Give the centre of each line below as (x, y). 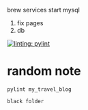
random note (44, 71)
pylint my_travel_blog (39, 89)
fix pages (30, 23)
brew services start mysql (43, 10)
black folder (26, 101)
